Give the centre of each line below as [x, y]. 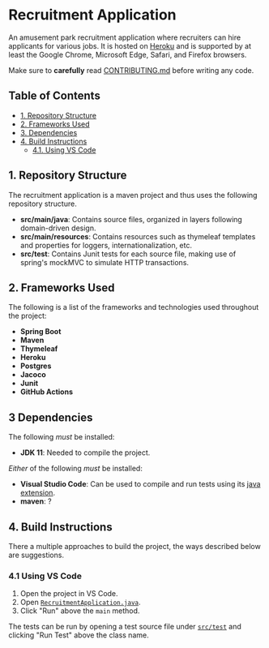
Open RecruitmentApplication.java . [80, 603]
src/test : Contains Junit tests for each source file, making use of [128, 254]
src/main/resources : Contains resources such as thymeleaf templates [138, 236]
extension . [37, 493]
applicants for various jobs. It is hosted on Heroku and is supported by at [130, 45]
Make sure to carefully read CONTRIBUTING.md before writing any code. [131, 70]
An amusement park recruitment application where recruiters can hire [125, 37]
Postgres [36, 366]
